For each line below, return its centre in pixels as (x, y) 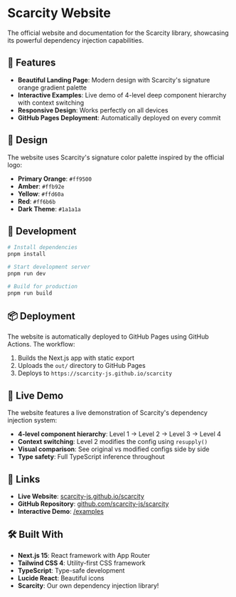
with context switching (51, 102)
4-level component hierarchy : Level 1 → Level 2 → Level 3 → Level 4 (119, 434)
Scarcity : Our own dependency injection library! (88, 586)
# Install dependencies (43, 248)
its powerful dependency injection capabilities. (76, 40)
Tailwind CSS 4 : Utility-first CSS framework (81, 563)
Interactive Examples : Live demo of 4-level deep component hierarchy (122, 95)
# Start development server (49, 267)
